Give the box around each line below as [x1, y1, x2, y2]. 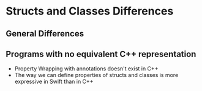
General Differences [6, 29, 84, 39]
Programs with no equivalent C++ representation [6, 49, 196, 59]
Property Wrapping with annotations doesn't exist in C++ [14, 65, 159, 72]
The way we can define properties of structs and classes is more [14, 72, 179, 79]
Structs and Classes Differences [6, 4, 174, 18]
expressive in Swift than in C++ [14, 78, 94, 86]
